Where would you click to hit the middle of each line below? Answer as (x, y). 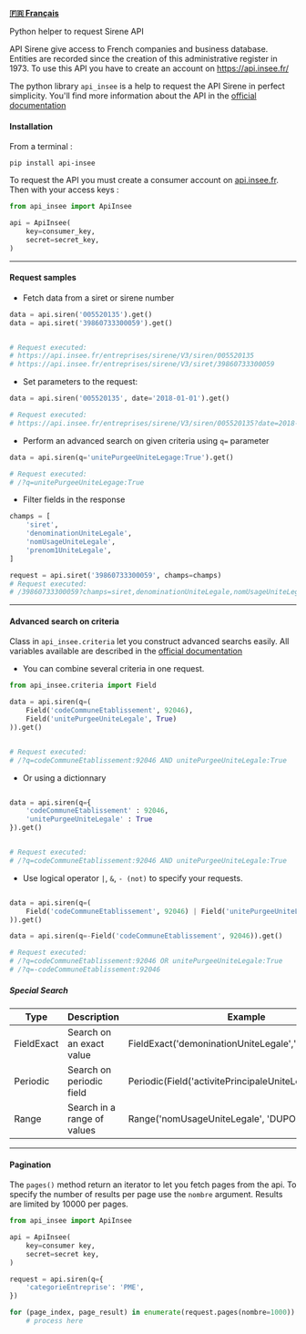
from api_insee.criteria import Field (83, 686)
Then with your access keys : (65, 190)
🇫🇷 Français (34, 13)
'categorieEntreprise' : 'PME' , (85, 1288)
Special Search (39, 990)
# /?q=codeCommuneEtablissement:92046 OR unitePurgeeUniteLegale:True (146, 961)
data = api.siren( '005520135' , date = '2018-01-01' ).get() (120, 399)
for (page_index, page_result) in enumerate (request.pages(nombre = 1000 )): (154, 1313)
